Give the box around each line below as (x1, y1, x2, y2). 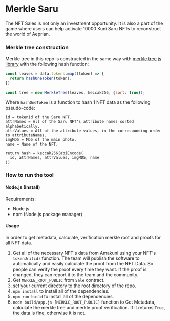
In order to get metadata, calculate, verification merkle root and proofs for (5, 235, 161, 241)
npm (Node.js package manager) (12, 211, 83, 217)
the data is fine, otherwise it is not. (12, 310, 86, 316)
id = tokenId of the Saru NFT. (5, 114, 72, 120)
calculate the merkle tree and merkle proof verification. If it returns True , (12, 305, 165, 311)
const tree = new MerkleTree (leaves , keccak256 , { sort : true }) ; (5, 90, 145, 95)
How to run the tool (5, 171, 54, 179)
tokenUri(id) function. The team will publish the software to (12, 255, 140, 261)
